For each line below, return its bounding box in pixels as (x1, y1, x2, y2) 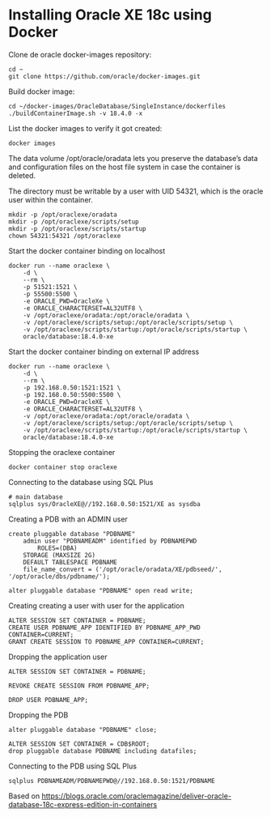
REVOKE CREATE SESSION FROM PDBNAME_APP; (8, 682, 150, 690)
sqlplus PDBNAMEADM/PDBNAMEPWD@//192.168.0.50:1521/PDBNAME (8, 777, 216, 785)
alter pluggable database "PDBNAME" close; (8, 726, 158, 734)
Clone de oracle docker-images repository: (8, 49, 152, 59)
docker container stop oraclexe (8, 463, 117, 471)
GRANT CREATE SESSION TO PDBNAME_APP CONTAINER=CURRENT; (8, 637, 205, 645)
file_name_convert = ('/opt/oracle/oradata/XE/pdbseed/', (23, 565, 222, 573)
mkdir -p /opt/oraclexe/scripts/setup (8, 217, 139, 226)
